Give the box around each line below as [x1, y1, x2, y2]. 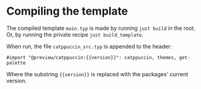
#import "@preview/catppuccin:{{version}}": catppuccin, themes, [6, 54, 176, 60]
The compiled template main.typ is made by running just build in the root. [6, 24, 195, 32]
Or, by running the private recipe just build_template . [6, 30, 144, 38]
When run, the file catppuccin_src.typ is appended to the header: [6, 43, 172, 50]
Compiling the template [6, 4, 129, 18]
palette [6, 60, 26, 66]
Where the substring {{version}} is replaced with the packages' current [6, 70, 189, 77]
